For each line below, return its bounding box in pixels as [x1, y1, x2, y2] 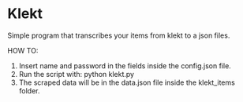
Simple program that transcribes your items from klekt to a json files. [7, 31, 230, 40]
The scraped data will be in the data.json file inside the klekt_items [18, 78, 236, 87]
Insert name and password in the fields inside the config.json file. [18, 60, 232, 71]
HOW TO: [7, 46, 39, 55]
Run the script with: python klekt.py [18, 69, 135, 78]
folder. [18, 86, 40, 95]
